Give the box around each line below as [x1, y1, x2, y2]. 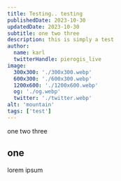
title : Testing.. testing [7, 10, 83, 17]
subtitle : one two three [7, 29, 80, 37]
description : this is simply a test [7, 36, 114, 43]
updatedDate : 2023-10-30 [7, 23, 80, 30]
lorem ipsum [7, 166, 43, 174]
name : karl [13, 50, 45, 57]
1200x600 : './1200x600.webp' [13, 82, 99, 89]
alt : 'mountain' [7, 101, 55, 108]
